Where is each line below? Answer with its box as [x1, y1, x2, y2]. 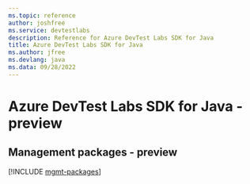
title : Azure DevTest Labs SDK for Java [8, 41, 144, 49]
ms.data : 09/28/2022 [8, 63, 77, 71]
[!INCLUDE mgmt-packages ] [8, 167, 101, 176]
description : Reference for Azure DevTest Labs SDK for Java [8, 33, 214, 42]
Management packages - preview [8, 146, 178, 159]
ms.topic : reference [8, 11, 77, 20]
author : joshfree [8, 19, 66, 27]
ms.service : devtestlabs [8, 26, 90, 34]
